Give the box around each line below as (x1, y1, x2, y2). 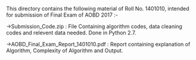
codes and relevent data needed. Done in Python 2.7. (6, 29, 136, 36)
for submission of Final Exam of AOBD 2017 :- (6, 11, 118, 18)
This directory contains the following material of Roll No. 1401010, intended (6, 5, 189, 12)
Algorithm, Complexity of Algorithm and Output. (6, 47, 123, 54)
